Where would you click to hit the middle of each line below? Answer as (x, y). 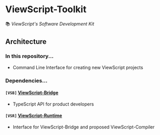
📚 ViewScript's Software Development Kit (50, 23)
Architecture (26, 42)
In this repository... (29, 56)
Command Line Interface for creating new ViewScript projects (78, 67)
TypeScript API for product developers (53, 104)
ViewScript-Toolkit (46, 9)
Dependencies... (26, 80)
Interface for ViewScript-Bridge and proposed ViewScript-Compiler (84, 127)
